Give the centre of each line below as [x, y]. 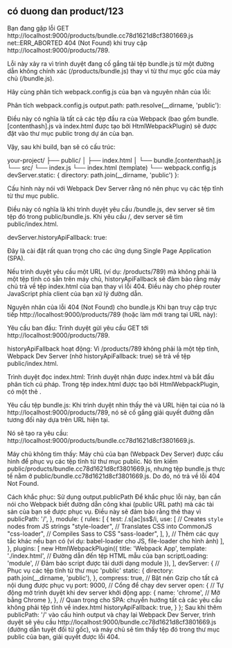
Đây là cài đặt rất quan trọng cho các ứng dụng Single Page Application [109, 251]
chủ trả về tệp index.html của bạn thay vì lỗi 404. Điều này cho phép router [114, 286]
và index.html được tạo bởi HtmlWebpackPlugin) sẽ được [136, 126]
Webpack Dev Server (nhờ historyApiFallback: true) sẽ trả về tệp [99, 356]
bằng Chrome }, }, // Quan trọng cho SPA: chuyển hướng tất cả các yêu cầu [115, 599]
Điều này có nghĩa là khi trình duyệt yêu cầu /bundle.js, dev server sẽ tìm [111, 209]
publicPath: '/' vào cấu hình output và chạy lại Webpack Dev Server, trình [111, 614]
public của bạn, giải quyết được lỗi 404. [63, 636]
